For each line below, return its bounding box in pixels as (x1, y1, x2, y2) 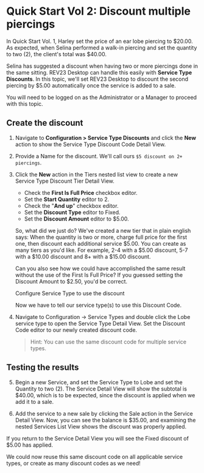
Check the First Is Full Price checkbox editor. (24, 189, 138, 196)
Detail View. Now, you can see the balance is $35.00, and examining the (15, 416, 196, 424)
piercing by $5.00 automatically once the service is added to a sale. (6, 81, 177, 89)
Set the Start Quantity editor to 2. (24, 196, 110, 203)
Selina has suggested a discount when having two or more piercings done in (6, 62, 199, 70)
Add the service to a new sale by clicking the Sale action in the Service (15, 409, 193, 417)
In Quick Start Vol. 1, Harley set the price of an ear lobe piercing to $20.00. (6, 37, 193, 45)
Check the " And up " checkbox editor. (24, 202, 119, 209)
